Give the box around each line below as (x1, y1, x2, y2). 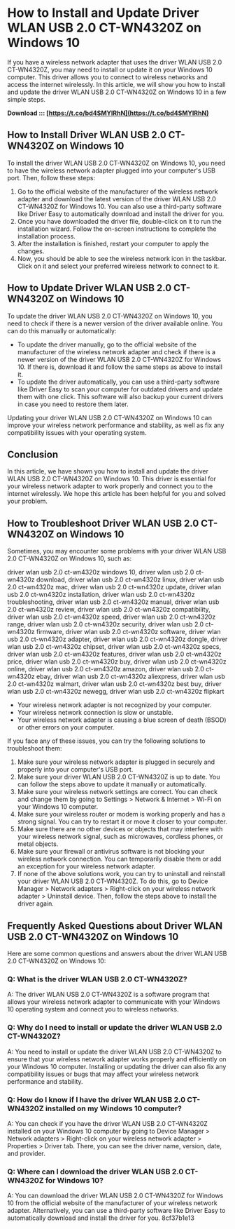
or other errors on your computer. (17, 723, 115, 732)
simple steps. (7, 95, 46, 103)
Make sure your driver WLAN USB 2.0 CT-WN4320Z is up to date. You (17, 773, 220, 781)
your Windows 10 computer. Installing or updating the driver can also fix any (7, 1062, 227, 1070)
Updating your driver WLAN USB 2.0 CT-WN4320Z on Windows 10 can (7, 413, 212, 422)
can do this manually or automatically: (7, 326, 117, 335)
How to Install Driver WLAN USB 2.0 (7, 129, 166, 141)
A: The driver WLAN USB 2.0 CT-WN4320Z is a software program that (7, 990, 210, 999)
